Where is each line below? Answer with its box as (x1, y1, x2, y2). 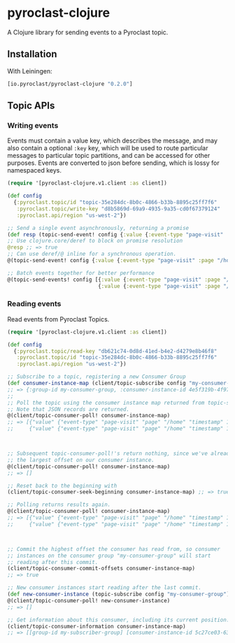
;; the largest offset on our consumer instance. (7, 456, 155, 463)
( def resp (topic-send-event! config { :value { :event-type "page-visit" (7, 231, 224, 238)
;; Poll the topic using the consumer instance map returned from (7, 399, 205, 406)
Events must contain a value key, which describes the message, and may (7, 136, 218, 145)
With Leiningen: (7, 66, 52, 75)
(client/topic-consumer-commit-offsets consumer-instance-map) (7, 565, 196, 572)
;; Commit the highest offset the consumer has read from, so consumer (7, 545, 220, 553)
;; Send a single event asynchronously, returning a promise (7, 224, 190, 231)
